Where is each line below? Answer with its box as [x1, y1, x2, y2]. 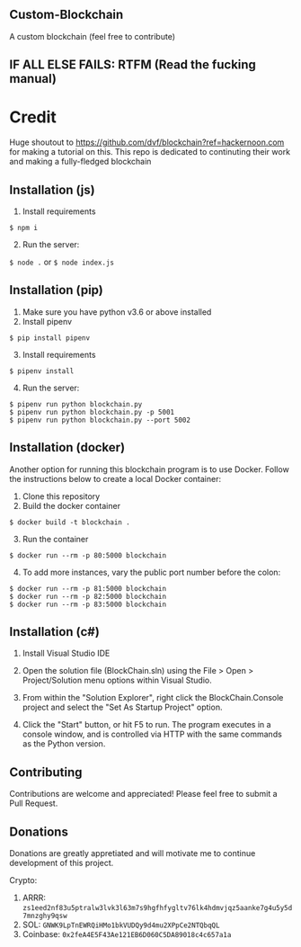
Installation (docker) [9, 440, 126, 455]
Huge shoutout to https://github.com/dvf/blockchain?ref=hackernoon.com [9, 137, 285, 147]
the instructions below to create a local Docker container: [9, 473, 222, 484]
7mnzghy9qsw [22, 912, 67, 921]
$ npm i [9, 223, 39, 232]
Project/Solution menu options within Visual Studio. [22, 675, 213, 686]
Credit [9, 107, 57, 128]
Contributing [9, 764, 83, 780]
